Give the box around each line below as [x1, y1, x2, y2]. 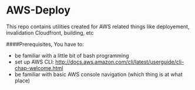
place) [14, 77, 31, 84]
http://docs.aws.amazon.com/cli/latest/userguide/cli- [55, 58, 184, 65]
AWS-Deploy [6, 4, 70, 17]
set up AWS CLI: [14, 58, 55, 65]
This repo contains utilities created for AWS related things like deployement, [6, 23, 190, 30]
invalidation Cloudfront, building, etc [6, 29, 94, 36]
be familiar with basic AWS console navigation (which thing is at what [14, 71, 183, 78]
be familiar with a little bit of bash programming [14, 52, 129, 59]
